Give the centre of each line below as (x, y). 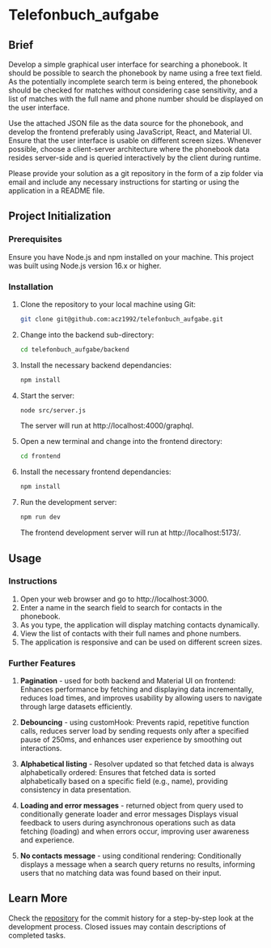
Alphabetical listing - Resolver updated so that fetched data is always (137, 764)
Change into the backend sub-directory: (87, 334)
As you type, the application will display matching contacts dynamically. (140, 625)
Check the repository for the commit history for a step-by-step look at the (131, 918)
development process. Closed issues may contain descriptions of (117, 926)
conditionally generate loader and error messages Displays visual (129, 814)
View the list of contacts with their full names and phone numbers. (131, 633)
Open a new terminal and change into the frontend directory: (121, 442)
